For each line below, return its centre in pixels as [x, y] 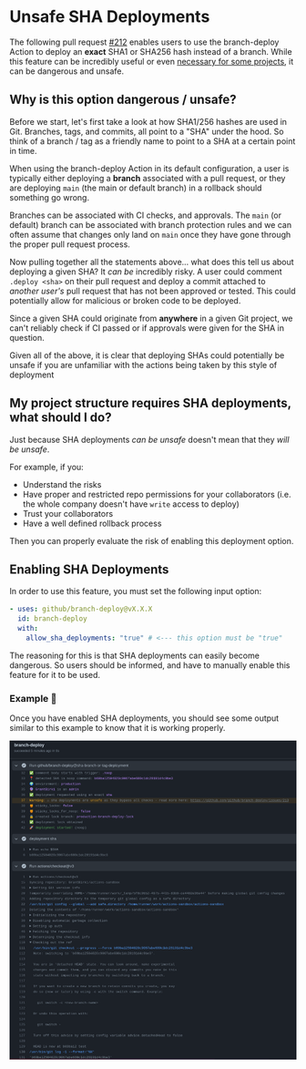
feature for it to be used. [55, 674]
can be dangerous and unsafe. [67, 71]
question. [27, 337]
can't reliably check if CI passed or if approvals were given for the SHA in [147, 328]
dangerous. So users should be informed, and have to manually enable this [150, 665]
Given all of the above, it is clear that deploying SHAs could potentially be [147, 355]
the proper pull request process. [70, 244]
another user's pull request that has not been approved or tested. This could [153, 291]
